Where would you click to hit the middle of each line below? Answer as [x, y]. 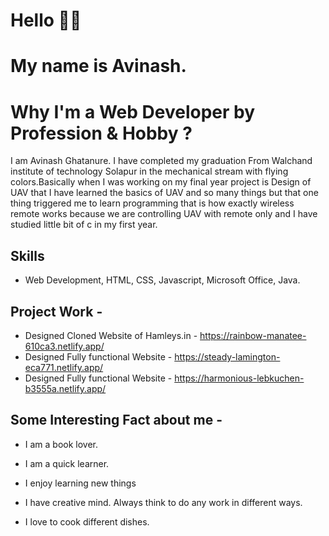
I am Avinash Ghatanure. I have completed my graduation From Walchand [161, 161]
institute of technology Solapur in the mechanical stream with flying [149, 171]
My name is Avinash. [98, 66]
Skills [27, 255]
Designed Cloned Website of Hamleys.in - [111, 335]
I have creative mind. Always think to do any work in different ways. [163, 502]
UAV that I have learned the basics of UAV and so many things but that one [164, 193]
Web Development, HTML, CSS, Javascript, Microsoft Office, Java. [162, 280]
